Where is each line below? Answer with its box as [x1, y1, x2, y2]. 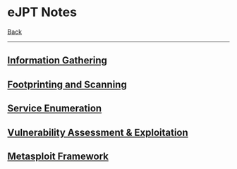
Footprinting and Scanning [7, 78, 127, 90]
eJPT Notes [7, 4, 78, 20]
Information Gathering [7, 54, 108, 67]
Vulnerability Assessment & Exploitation [7, 126, 188, 138]
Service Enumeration [7, 103, 102, 115]
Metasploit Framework [7, 150, 109, 162]
